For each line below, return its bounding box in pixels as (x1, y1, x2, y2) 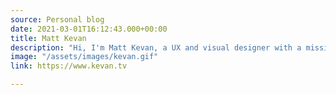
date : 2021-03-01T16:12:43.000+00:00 (10, 24, 168, 34)
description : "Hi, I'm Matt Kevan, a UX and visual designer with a (10, 42, 302, 53)
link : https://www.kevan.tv (10, 61, 128, 71)
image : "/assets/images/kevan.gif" (10, 52, 159, 62)
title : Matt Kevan (10, 33, 87, 43)
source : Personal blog (10, 14, 105, 25)
